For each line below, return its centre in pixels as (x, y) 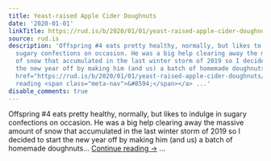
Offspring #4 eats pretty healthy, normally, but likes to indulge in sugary (128, 114)
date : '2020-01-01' (41, 23)
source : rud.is (34, 38)
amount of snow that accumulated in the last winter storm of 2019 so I (124, 131)
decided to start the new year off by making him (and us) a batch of (121, 140)
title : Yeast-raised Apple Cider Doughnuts (83, 16)
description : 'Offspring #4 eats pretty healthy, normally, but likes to (135, 46)
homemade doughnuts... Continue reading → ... (87, 148)
